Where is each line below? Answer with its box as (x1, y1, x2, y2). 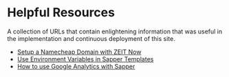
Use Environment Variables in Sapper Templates (17, 55, 154, 63)
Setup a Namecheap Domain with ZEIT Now (17, 48, 142, 56)
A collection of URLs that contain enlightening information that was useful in (7, 27, 223, 35)
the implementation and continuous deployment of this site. (7, 34, 175, 42)
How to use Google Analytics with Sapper (17, 62, 135, 70)
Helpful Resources (7, 5, 116, 20)
